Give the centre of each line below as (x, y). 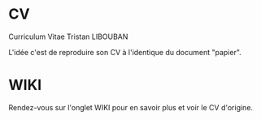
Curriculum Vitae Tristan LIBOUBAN (68, 36)
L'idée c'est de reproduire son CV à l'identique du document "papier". (125, 52)
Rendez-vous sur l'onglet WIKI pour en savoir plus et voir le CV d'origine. (131, 107)
